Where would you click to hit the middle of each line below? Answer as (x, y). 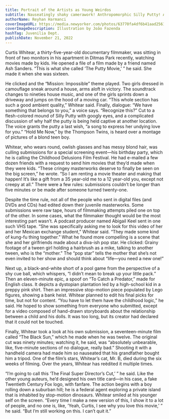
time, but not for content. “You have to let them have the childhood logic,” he (84, 300)
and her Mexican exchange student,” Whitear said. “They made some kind (82, 231)
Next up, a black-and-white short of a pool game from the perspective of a (82, 268)
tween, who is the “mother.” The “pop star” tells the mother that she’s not (81, 253)
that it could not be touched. (34, 322)
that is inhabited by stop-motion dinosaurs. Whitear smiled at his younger (81, 395)
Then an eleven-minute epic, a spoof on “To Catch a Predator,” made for (80, 279)
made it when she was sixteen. (37, 74)
